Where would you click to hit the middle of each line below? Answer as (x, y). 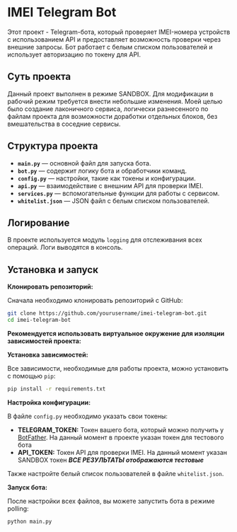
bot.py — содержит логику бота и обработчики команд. (102, 170)
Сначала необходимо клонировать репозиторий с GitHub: (95, 301)
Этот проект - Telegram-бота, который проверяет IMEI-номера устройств (119, 32)
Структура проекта (53, 146)
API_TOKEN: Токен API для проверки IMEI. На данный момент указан (122, 452)
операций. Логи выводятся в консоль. (65, 248)
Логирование (39, 222)
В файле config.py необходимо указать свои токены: (88, 416)
